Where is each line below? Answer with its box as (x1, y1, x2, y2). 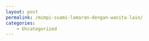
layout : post (5, 8, 38, 15)
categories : (5, 20, 35, 26)
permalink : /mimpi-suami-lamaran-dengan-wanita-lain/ (5, 14, 144, 20)
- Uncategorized (16, 25, 58, 32)
